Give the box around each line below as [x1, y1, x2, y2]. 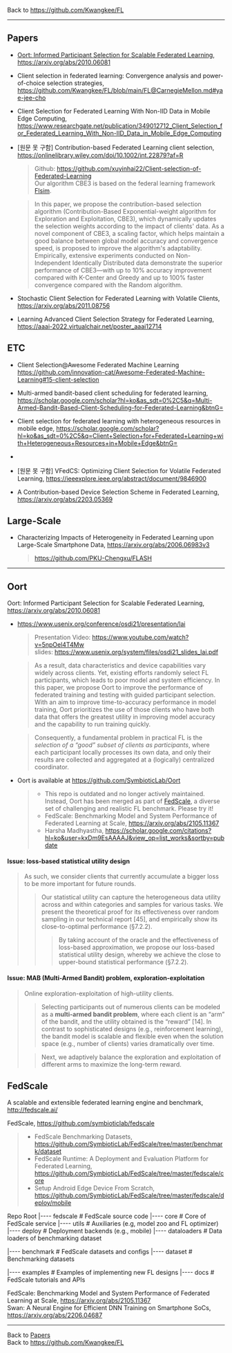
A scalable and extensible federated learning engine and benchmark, [7, 1098, 204, 1107]
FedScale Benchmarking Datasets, [34, 1132, 133, 1141]
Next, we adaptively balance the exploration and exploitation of [41, 1053, 221, 1061]
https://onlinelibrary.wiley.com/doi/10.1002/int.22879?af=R [17, 151, 184, 159]
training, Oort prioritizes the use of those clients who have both [34, 706, 215, 714]
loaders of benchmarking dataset [7, 1234, 102, 1242]
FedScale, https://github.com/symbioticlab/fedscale [7, 1119, 155, 1127]
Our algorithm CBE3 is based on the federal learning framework [34, 179, 216, 187]
